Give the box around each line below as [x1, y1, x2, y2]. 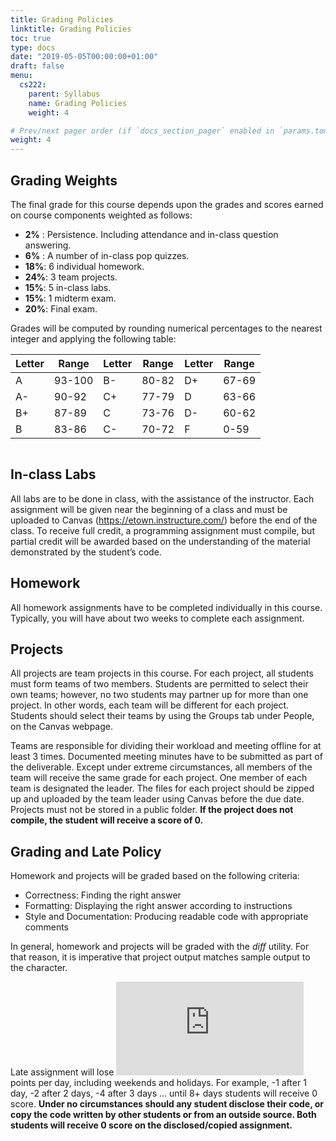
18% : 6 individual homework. [24, 260, 145, 272]
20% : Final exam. [24, 302, 98, 315]
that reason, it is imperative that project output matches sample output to [10, 951, 311, 963]
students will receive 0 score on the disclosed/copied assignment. [10, 1119, 293, 1131]
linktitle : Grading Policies [10, 24, 132, 34]
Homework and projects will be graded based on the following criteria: [10, 870, 300, 882]
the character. [10, 962, 68, 974]
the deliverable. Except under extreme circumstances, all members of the [10, 761, 313, 773]
